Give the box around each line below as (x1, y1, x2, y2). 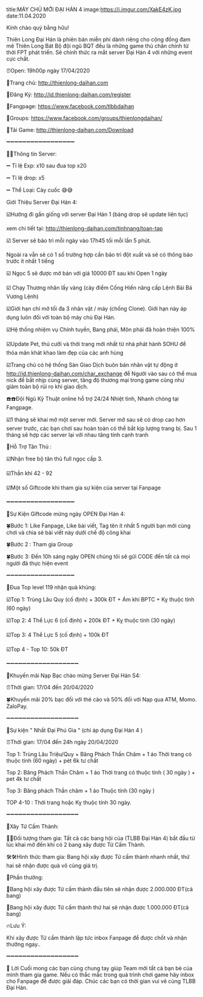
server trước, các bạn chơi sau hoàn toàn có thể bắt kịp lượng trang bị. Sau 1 (6, 425, 197, 432)
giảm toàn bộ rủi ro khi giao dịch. (6, 383, 88, 390)
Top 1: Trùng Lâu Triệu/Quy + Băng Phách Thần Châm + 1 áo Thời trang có (6, 751, 192, 757)
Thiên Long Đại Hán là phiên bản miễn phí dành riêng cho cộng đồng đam (6, 36, 191, 43)
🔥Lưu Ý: (6, 922, 26, 929)
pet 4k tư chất (6, 776, 41, 782)
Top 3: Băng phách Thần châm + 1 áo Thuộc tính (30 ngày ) (6, 787, 155, 794)
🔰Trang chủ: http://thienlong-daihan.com (6, 79, 108, 86)
